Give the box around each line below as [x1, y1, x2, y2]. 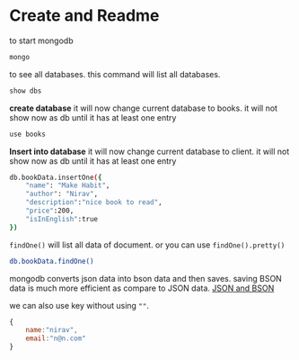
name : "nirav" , [25, 326, 78, 335]
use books [9, 130, 47, 139]
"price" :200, [25, 206, 75, 216]
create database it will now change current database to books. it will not [9, 103, 278, 113]
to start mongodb [9, 35, 74, 46]
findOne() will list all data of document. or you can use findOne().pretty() [9, 239, 286, 250]
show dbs [9, 86, 42, 95]
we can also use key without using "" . [9, 300, 150, 310]
